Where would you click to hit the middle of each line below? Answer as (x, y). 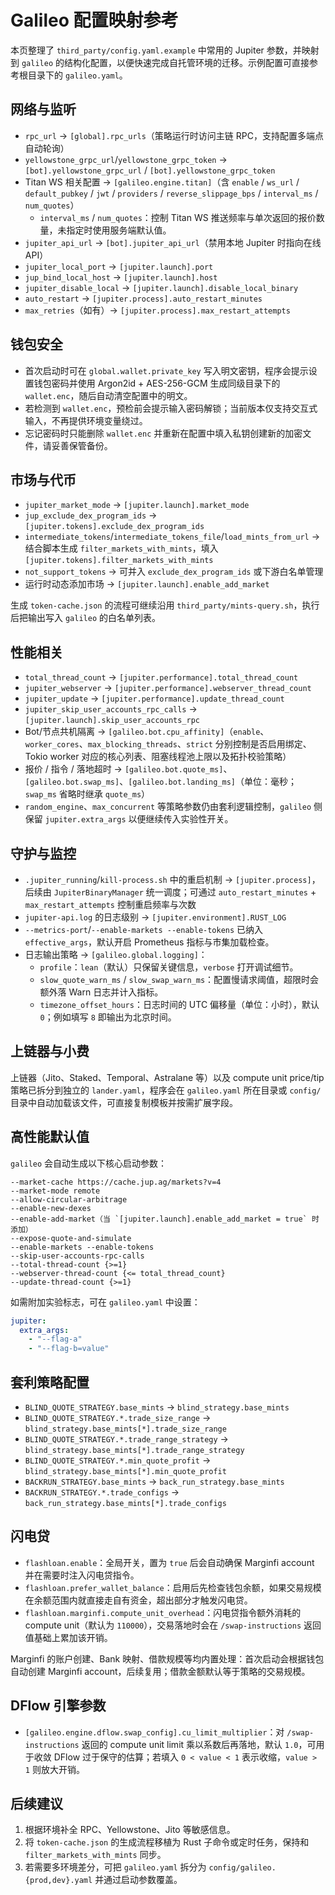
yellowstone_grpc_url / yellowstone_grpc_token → (126, 159)
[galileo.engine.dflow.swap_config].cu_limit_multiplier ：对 (154, 1732)
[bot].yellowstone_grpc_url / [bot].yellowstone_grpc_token (150, 170)
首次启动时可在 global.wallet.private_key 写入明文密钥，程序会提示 (166, 370)
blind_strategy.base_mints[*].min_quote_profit (125, 1471)
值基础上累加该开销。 (68, 1637)
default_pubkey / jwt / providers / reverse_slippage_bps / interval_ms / (171, 193)
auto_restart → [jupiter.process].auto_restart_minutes (143, 298)
